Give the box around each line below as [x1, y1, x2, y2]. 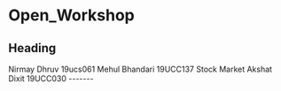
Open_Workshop [8, 5, 135, 26]
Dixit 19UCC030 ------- [8, 73, 94, 84]
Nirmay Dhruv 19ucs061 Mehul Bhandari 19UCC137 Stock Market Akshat [8, 64, 272, 74]
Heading [8, 41, 57, 56]
